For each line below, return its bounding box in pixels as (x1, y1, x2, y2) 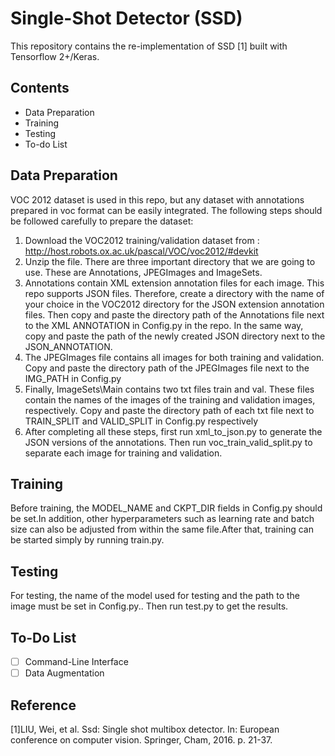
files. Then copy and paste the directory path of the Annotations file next (24, 308, 325, 321)
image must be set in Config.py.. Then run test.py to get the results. (10, 600, 289, 612)
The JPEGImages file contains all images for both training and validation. (24, 351, 325, 363)
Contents (10, 80, 70, 97)
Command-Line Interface (24, 656, 129, 667)
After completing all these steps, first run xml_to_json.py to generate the (24, 425, 323, 437)
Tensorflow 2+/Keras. (10, 50, 100, 62)
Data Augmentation (24, 667, 105, 679)
